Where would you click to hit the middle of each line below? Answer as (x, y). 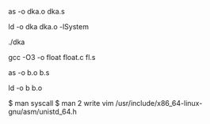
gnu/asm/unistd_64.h (42, 111)
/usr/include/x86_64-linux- (159, 103)
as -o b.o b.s (29, 73)
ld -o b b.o (25, 88)
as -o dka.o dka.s (36, 11)
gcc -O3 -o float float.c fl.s (52, 57)
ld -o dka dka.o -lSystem (49, 26)
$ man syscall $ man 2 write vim (61, 103)
